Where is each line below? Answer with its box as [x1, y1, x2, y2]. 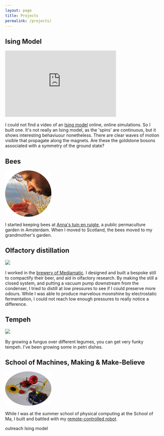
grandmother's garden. [5, 232, 52, 238]
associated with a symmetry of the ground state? [5, 143, 104, 149]
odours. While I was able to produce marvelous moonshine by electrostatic [5, 291, 157, 296]
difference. [5, 301, 28, 307]
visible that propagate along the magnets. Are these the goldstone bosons [5, 138, 156, 144]
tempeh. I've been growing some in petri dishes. [5, 344, 103, 350]
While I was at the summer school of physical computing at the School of [5, 411, 154, 417]
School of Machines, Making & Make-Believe [5, 358, 145, 367]
